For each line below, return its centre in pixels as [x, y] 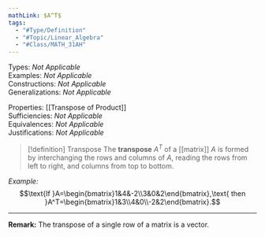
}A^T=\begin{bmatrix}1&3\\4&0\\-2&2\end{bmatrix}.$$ [132, 202]
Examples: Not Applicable [50, 76]
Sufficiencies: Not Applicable [55, 116]
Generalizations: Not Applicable [60, 92]
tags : [17, 23]
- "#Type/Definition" [51, 30]
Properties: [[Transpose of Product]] [67, 108]
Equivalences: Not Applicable [56, 124]
